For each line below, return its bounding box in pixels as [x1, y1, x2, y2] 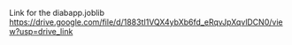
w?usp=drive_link [9, 26, 73, 36]
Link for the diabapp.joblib [9, 8, 104, 18]
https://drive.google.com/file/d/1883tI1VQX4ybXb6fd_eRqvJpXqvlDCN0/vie [9, 17, 283, 27]
